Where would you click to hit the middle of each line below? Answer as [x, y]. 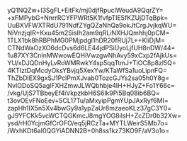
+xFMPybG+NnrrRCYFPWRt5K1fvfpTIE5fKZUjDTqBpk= [88, 18]
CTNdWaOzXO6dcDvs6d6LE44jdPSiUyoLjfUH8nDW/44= [91, 48]
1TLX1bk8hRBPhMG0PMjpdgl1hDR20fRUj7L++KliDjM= [86, 40]
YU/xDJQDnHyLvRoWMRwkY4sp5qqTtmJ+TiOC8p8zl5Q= [92, 63]
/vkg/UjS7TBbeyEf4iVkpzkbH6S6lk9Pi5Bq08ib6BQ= [84, 93]
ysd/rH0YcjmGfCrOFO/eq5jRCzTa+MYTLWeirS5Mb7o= [88, 123]
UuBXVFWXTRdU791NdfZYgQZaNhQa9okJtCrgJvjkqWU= [92, 25]
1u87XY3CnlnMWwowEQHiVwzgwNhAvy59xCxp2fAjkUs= [92, 55]
